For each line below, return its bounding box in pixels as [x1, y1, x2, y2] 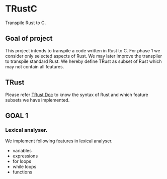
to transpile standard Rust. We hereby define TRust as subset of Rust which [5, 58, 162, 64]
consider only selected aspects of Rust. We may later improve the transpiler [5, 53, 162, 59]
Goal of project [5, 34, 53, 43]
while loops [12, 164, 37, 170]
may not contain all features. [5, 63, 64, 69]
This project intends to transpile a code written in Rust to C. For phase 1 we [5, 47, 160, 53]
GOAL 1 [5, 111, 29, 120]
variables [12, 148, 32, 154]
